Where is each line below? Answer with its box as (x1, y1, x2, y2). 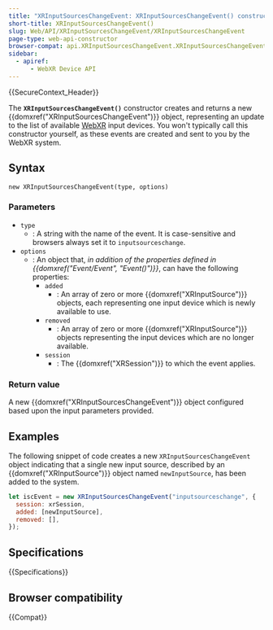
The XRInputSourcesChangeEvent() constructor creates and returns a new (8, 103, 253, 112)
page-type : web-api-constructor (8, 34, 118, 43)
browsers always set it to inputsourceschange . (32, 237, 186, 247)
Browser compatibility (8, 591, 123, 605)
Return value (8, 378, 60, 390)
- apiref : (15, 58, 49, 66)
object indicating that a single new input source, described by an (8, 459, 225, 469)
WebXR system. (8, 138, 62, 147)
